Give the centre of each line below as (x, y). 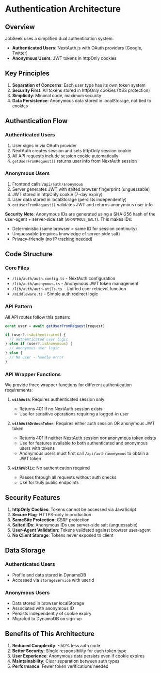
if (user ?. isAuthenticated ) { (36, 335)
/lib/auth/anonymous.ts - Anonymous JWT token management (75, 284)
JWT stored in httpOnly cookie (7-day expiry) (57, 194)
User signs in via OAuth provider (44, 145)
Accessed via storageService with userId (53, 580)
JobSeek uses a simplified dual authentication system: (59, 38)
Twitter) (20, 53)
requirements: (19, 390)
